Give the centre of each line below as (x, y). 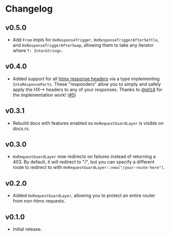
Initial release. (27, 229)
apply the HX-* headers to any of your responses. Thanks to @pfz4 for (88, 89)
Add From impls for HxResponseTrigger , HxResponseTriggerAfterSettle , (86, 40)
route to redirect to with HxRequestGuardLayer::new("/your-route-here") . (89, 167)
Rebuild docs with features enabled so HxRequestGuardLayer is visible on (88, 123)
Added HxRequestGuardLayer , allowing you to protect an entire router (84, 195)
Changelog (29, 9)
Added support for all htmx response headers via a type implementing (86, 79)
